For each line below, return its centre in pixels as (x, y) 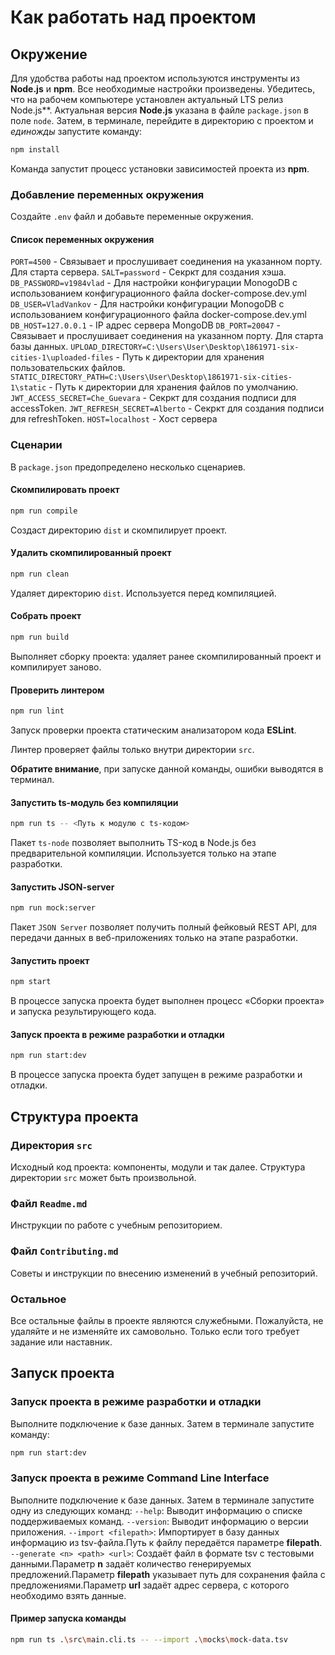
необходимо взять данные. (68, 1595)
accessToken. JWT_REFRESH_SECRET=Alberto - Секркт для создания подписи (167, 408)
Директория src (51, 1145)
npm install (35, 150)
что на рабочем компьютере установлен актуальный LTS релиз (147, 99)
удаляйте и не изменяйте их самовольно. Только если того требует (155, 1331)
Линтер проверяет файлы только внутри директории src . (132, 749)
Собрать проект (46, 616)
